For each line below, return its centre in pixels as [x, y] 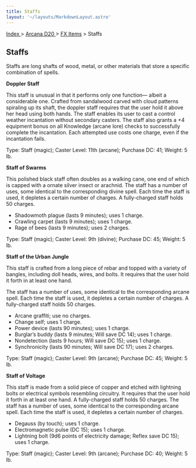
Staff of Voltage [26, 376]
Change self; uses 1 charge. [48, 322]
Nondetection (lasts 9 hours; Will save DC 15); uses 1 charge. [88, 341]
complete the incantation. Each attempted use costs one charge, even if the [97, 133]
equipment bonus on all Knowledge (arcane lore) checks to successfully [93, 126]
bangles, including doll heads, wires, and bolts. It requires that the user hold [97, 274]
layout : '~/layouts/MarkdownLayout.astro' [59, 17]
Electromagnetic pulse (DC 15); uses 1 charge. [70, 430]
